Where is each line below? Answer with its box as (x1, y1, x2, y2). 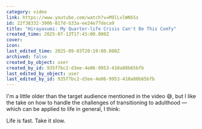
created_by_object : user (6, 59, 69, 65)
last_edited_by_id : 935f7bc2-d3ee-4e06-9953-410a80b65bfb (6, 76, 155, 82)
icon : (6, 43, 20, 49)
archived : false (6, 54, 47, 60)
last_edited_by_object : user (6, 71, 80, 77)
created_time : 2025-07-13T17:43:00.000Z (6, 31, 110, 37)
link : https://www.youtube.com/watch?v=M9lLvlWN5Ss (6, 14, 139, 20)
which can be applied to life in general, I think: (6, 105, 121, 113)
